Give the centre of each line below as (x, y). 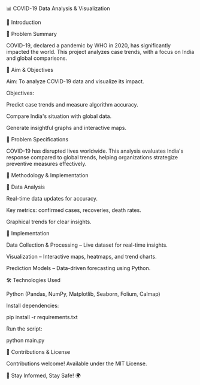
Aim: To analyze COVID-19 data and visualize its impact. (75, 81)
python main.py (25, 340)
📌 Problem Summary (31, 34)
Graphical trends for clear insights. (49, 222)
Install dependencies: (33, 305)
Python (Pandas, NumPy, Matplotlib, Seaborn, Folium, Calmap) (83, 294)
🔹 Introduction (24, 22)
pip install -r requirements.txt (42, 317)
